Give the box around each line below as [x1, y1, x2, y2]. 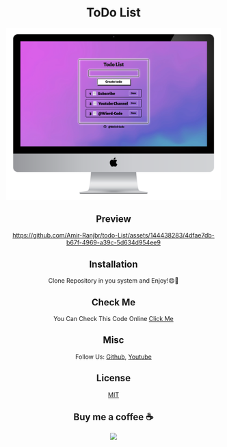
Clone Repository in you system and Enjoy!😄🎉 [48, 277, 179, 285]
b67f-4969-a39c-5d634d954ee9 [66, 238, 161, 247]
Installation [89, 258, 138, 270]
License [96, 372, 131, 384]
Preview [95, 213, 132, 225]
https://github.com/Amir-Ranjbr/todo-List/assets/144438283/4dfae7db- [12, 231, 215, 240]
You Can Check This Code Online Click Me [53, 315, 174, 322]
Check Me [91, 296, 136, 308]
